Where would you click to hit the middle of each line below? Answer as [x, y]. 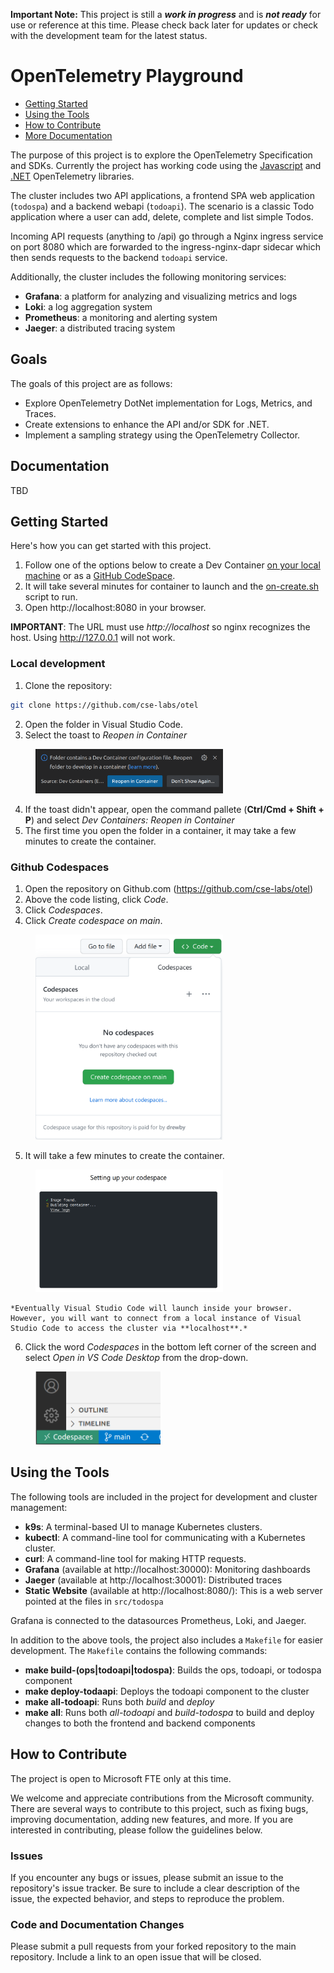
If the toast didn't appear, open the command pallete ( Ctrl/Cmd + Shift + [174, 809]
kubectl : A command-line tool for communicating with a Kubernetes [165, 1537]
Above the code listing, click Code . [96, 900]
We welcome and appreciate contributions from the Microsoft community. [162, 1798]
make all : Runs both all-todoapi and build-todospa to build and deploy [169, 1712]
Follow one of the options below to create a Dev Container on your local [172, 565]
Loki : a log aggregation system [88, 306]
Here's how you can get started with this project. [111, 546]
